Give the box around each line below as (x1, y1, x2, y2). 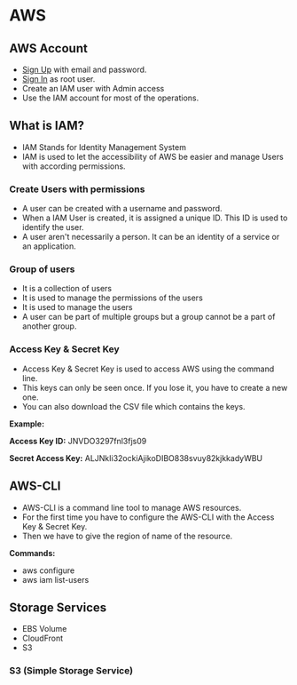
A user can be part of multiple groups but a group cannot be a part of (21, 312, 276, 323)
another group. (21, 321, 77, 331)
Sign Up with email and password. (21, 64, 147, 75)
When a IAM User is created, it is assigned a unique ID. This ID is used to (21, 212, 288, 223)
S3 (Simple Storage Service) (9, 665, 134, 677)
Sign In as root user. (21, 74, 96, 84)
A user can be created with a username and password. (21, 203, 223, 214)
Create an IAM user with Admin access (21, 84, 165, 93)
